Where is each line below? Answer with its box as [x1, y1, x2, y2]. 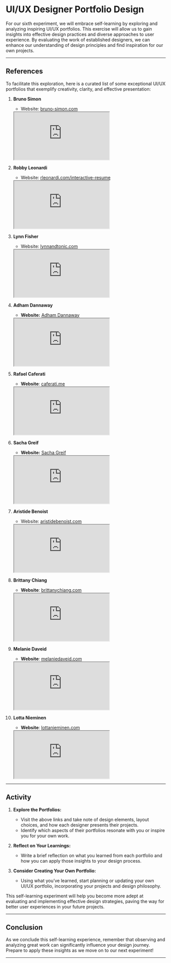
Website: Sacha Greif [20, 449, 66, 455]
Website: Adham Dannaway [20, 312, 80, 318]
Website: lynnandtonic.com [20, 243, 78, 249]
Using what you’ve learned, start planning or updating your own [20, 877, 154, 884]
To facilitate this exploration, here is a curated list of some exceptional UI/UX [6, 80, 166, 87]
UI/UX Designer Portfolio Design [6, 4, 144, 15]
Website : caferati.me [20, 380, 65, 387]
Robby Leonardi [13, 164, 48, 171]
